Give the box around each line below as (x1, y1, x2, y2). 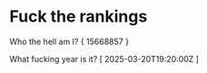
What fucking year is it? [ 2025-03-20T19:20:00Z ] (9, 53, 200, 64)
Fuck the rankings (9, 6, 148, 27)
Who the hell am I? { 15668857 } (9, 36, 130, 47)
